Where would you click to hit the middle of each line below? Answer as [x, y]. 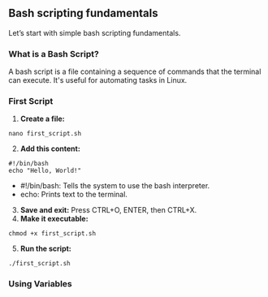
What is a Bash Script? [54, 54]
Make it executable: [54, 219]
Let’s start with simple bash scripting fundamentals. [95, 32]
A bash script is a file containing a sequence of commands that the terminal [135, 71]
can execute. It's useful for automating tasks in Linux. [98, 80]
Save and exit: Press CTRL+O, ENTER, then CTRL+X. [108, 210]
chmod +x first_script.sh [52, 234]
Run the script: [45, 249]
